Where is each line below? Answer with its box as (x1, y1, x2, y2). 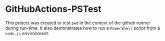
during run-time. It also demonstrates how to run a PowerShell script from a (5, 25, 160, 31)
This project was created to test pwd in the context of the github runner (5, 20, 150, 26)
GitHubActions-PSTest (5, 3, 101, 15)
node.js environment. (5, 30, 49, 36)
